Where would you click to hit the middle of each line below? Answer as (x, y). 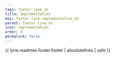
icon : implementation (27, 28)
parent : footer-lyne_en (29, 23)
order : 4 (14, 32)
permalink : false (23, 37)
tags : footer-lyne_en (27, 9)
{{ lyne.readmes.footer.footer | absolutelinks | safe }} (58, 50)
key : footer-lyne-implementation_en (42, 18)
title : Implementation (28, 14)
